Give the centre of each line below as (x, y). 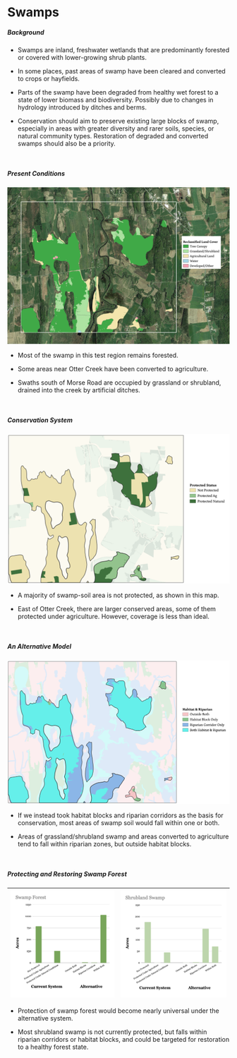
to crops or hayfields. (48, 79)
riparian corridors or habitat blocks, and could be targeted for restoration (123, 1039)
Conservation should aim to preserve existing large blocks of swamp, (118, 121)
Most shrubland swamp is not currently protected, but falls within (112, 1032)
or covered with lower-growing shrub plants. (82, 58)
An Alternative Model (39, 646)
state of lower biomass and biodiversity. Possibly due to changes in (115, 100)
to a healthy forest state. (53, 1047)
